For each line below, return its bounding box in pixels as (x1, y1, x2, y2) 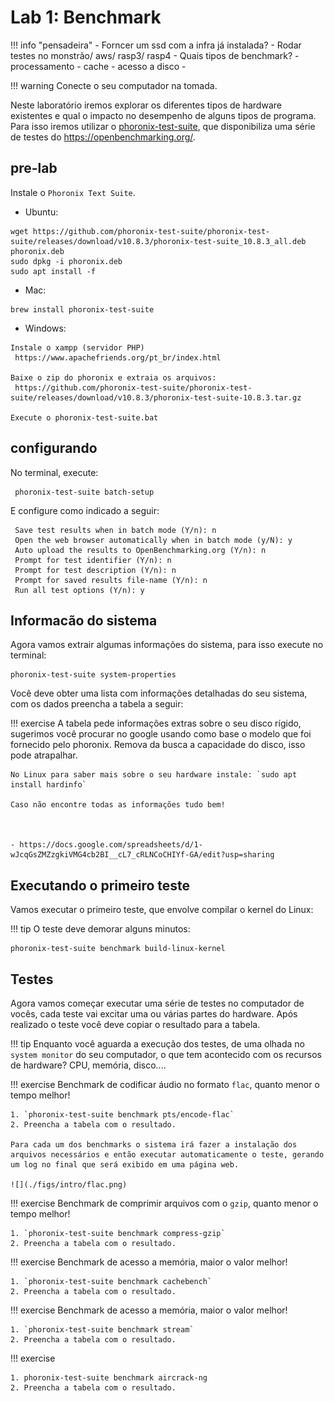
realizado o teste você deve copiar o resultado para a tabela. (10, 1019, 261, 1030)
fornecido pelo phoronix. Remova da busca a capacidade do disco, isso (10, 739, 306, 751)
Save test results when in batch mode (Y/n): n (14, 525, 217, 535)
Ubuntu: (24, 206, 59, 218)
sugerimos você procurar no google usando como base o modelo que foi (10, 728, 312, 740)
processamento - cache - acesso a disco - (10, 60, 187, 72)
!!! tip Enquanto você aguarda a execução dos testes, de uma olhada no (10, 1038, 305, 1050)
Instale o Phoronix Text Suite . (10, 186, 136, 198)
